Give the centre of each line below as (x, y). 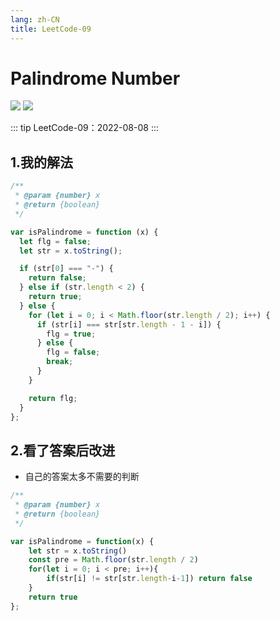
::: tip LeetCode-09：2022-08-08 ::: (84, 128)
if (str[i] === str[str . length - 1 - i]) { (129, 324)
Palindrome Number (95, 78)
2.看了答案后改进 (63, 450)
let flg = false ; (55, 241)
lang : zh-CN (35, 19)
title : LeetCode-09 (51, 29)
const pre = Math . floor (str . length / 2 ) (113, 560)
